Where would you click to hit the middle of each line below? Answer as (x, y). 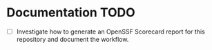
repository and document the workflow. (73, 39)
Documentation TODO (71, 13)
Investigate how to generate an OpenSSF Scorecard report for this (110, 32)
